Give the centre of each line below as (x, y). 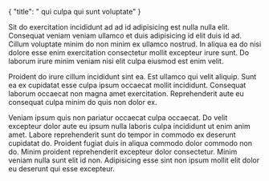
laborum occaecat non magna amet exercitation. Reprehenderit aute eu (126, 94)
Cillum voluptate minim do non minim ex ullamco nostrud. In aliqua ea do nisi (135, 44)
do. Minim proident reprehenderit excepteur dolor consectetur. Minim (123, 152)
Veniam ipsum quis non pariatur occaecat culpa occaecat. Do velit (118, 118)
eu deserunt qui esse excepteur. (61, 169)
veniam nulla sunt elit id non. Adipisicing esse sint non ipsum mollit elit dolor (134, 160)
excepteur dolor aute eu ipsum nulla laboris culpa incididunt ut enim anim (129, 126)
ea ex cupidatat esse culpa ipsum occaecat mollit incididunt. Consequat (127, 85)
